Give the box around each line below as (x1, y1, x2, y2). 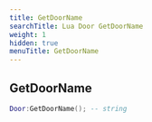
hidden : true (9, 38, 59, 48)
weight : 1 (9, 30, 47, 39)
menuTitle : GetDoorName (9, 47, 100, 56)
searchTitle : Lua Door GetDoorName (9, 22, 144, 31)
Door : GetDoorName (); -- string (9, 104, 128, 113)
